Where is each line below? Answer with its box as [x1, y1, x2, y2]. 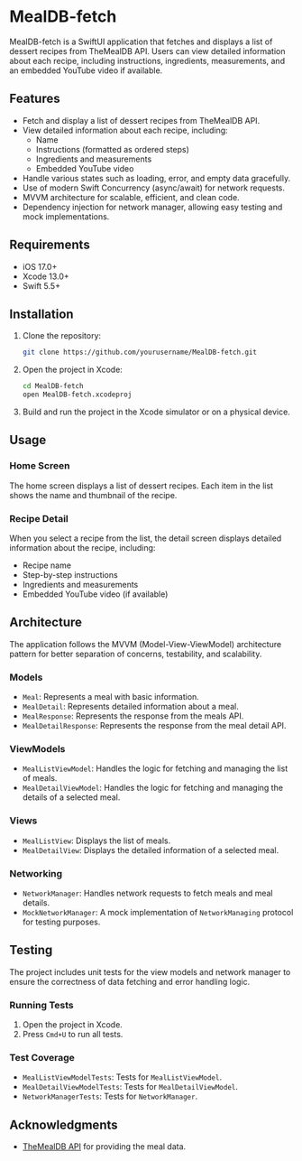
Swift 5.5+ [22, 280, 61, 291]
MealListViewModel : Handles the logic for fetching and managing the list [22, 763, 288, 774]
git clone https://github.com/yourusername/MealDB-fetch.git [22, 348, 258, 358]
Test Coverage [9, 1052, 75, 1064]
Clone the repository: [22, 330, 102, 341]
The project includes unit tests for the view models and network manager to [9, 966, 291, 977]
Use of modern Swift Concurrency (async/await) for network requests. [22, 182, 286, 193]
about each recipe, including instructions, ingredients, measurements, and [9, 55, 286, 66]
